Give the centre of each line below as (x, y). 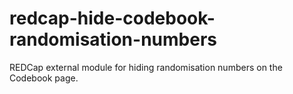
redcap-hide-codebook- (112, 18)
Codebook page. (44, 78)
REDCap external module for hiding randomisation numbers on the (146, 67)
